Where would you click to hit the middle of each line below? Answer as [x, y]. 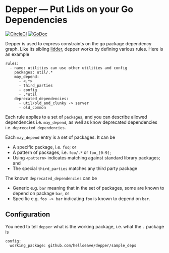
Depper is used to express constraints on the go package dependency [78, 43]
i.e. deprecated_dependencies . [36, 127]
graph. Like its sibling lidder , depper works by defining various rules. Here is [84, 49]
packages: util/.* [34, 72]
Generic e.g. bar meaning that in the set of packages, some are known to [88, 188]
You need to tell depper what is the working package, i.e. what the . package [85, 226]
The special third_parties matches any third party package [75, 168]
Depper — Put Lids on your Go [69, 9]
